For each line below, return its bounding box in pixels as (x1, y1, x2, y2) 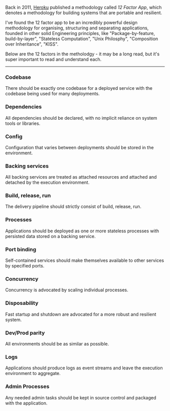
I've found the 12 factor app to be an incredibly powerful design (5, 20, 138, 25)
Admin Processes (5, 383, 50, 390)
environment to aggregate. (5, 370, 61, 376)
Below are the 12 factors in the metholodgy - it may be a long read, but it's (5, 51, 160, 57)
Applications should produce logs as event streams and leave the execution (5, 365, 163, 371)
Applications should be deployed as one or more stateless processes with (5, 228, 159, 234)
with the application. (5, 400, 48, 406)
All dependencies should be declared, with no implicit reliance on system (5, 115, 158, 121)
